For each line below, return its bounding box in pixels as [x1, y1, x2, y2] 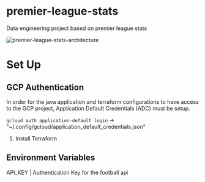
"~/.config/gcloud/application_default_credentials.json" [6, 123, 146, 130]
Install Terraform [15, 134, 58, 142]
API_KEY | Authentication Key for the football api [6, 169, 129, 176]
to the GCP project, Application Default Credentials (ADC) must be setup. [6, 104, 191, 112]
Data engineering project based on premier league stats [6, 24, 147, 32]
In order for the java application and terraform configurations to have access [6, 98, 199, 105]
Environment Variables [6, 153, 95, 163]
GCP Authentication [6, 82, 84, 92]
